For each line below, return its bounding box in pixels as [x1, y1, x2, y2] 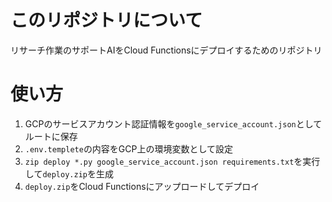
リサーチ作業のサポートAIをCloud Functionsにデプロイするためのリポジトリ [10, 44, 323, 56]
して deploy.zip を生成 [24, 167, 114, 180]
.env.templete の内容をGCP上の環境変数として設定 [24, 142, 234, 155]
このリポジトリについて [10, 9, 203, 32]
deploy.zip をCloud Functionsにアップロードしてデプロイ [24, 180, 260, 192]
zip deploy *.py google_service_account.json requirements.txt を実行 [24, 155, 321, 167]
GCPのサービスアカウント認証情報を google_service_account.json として [24, 117, 323, 130]
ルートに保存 [24, 130, 78, 142]
